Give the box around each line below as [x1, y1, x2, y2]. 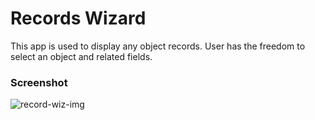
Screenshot [10, 75, 68, 89]
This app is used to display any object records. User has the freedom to [10, 40, 306, 52]
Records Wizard [10, 7, 147, 30]
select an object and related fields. [10, 50, 153, 62]
